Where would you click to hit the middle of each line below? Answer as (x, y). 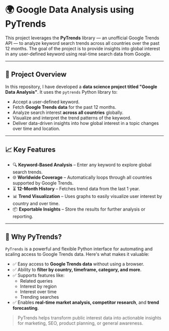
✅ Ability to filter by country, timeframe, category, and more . (77, 270)
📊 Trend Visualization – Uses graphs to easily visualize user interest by (87, 196)
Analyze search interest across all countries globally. (68, 112)
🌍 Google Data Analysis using (70, 10)
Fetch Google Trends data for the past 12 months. (64, 107)
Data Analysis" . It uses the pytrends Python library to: (61, 92)
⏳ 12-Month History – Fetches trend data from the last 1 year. (76, 188)
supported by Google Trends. (43, 183)
